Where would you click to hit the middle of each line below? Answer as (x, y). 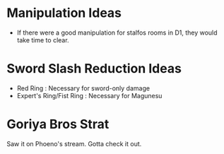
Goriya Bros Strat (58, 124)
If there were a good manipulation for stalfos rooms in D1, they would (117, 32)
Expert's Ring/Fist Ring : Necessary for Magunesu (89, 95)
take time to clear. (43, 40)
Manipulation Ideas (64, 13)
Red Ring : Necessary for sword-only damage (83, 88)
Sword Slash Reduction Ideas (94, 69)
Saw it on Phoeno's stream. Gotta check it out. (74, 143)
